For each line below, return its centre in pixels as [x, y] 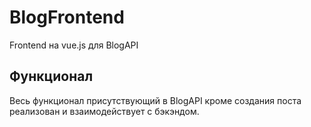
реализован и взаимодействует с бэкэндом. [104, 111]
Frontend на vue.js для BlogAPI [74, 45]
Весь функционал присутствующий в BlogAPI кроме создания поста [155, 100]
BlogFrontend [67, 17]
